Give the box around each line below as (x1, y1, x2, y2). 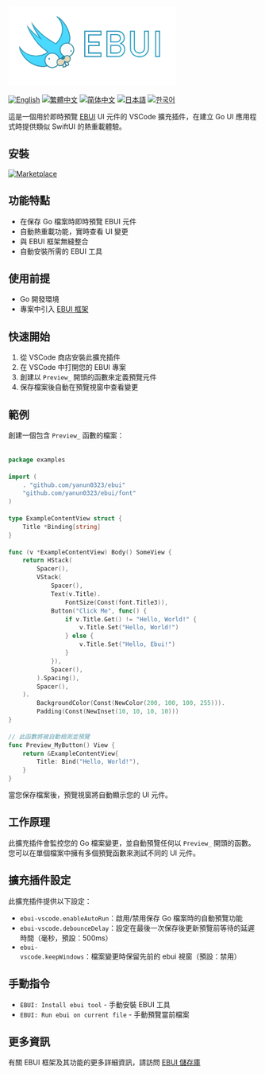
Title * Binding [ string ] (22, 523, 102, 531)
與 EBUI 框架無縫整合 (19, 236, 89, 246)
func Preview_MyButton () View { (8, 741, 115, 749)
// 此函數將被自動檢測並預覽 (8, 733, 90, 741)
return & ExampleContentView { (22, 749, 119, 757)
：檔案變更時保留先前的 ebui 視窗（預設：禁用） (83, 951, 241, 961)
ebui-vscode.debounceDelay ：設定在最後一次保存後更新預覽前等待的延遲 (19, 923, 255, 932)
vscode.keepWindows (19, 953, 85, 961)
